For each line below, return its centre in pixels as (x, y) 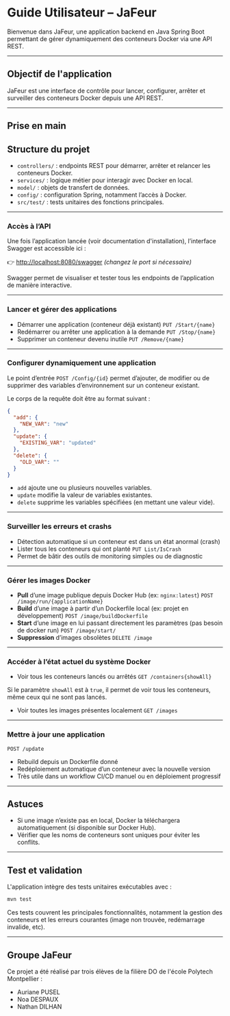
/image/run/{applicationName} (60, 602)
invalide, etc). (26, 927)
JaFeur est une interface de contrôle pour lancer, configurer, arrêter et (106, 90)
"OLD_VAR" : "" (39, 462)
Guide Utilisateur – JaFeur (82, 13)
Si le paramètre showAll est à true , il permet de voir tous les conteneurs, (109, 690)
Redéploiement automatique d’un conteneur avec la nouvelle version (114, 769)
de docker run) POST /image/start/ (66, 630)
